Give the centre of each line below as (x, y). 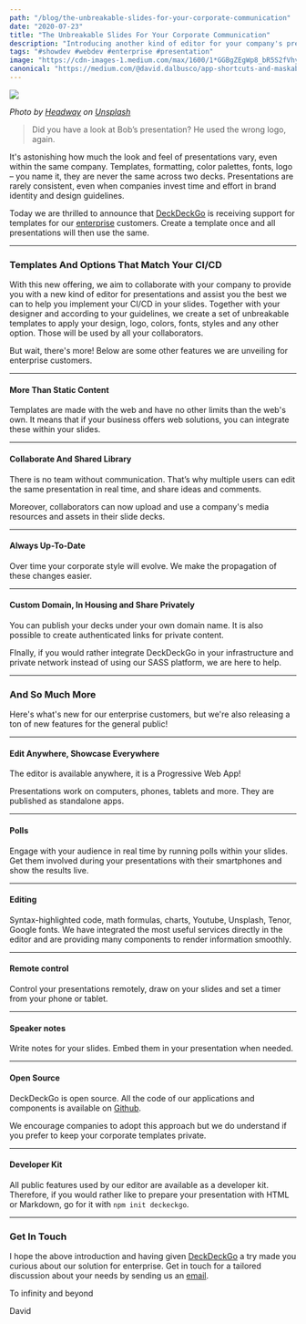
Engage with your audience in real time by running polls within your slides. (149, 851)
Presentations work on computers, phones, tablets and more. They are (142, 791)
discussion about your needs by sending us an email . (109, 1276)
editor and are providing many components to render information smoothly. (150, 939)
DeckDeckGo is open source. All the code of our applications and (132, 1098)
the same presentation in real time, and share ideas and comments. (136, 489)
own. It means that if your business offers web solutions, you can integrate (149, 419)
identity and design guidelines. (67, 195)
